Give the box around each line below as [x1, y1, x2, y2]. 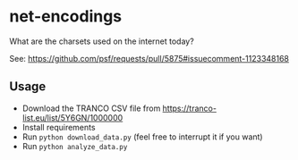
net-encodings [9, 6, 123, 27]
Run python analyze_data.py [21, 140, 128, 151]
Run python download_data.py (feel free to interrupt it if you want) [21, 131, 263, 142]
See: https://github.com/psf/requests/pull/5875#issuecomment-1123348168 [9, 53, 289, 63]
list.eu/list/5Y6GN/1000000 [21, 112, 123, 122]
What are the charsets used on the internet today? [9, 36, 194, 46]
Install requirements [21, 122, 96, 132]
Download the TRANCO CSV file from [21, 103, 161, 114]
